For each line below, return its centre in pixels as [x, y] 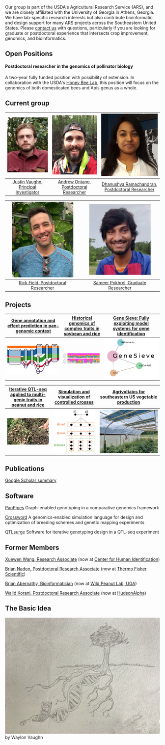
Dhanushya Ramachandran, [129, 184]
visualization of [74, 397]
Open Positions [29, 54]
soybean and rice [82, 333]
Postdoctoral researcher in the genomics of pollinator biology [69, 66]
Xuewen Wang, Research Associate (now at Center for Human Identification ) [82, 559]
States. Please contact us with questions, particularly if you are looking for [80, 28]
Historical [82, 318]
